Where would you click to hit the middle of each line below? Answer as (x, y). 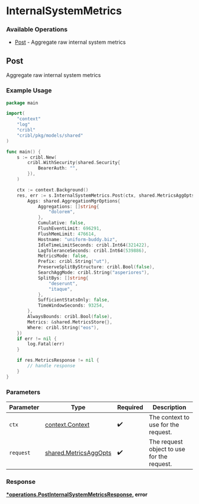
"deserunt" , (63, 283)
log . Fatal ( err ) (46, 344)
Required (130, 407)
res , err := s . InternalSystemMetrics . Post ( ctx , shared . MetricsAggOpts (106, 195)
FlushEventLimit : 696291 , (70, 229)
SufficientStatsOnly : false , (74, 300)
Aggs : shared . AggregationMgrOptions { (74, 201)
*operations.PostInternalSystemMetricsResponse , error (77, 495)
